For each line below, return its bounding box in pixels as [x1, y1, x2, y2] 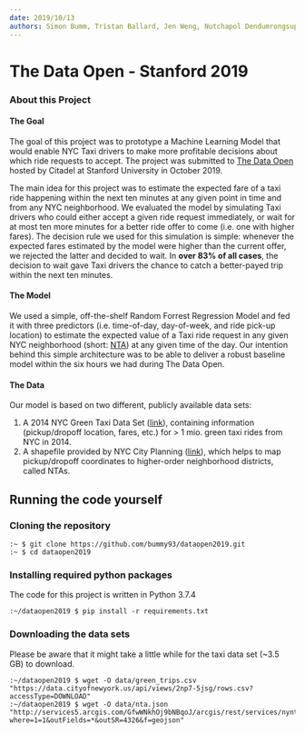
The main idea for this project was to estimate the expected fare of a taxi [9, 183, 281, 193]
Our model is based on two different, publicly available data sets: [9, 400, 252, 411]
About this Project [9, 93, 91, 105]
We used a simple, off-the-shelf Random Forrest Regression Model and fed [9, 311, 290, 322]
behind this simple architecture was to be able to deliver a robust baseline [9, 349, 286, 360]
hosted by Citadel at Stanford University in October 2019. [9, 164, 223, 175]
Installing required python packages [9, 569, 172, 581]
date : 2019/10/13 [9, 13, 75, 23]
